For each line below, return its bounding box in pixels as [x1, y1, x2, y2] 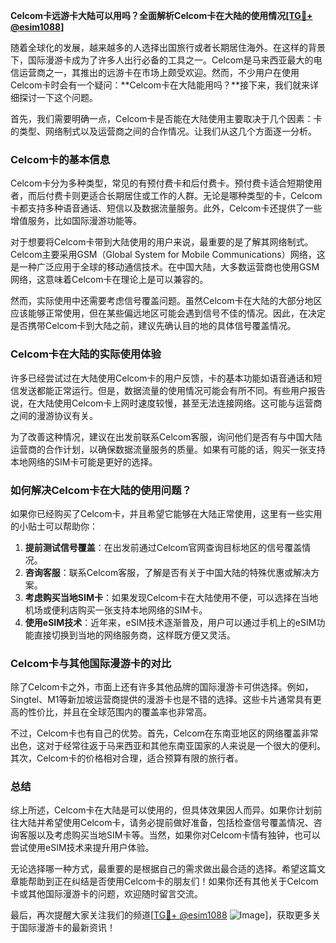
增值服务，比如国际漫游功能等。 [10, 215, 142, 227]
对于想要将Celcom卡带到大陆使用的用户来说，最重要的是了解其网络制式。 [10, 236, 314, 248]
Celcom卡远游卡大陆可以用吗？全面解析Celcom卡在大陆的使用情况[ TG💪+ [10, 10, 313, 21]
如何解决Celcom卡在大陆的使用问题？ [10, 483, 192, 497]
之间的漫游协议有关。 [10, 409, 98, 421]
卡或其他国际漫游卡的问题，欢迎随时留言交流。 [10, 888, 203, 900]
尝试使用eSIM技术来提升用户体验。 [10, 842, 155, 854]
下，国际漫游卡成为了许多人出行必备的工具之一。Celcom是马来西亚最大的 [10, 54, 314, 66]
